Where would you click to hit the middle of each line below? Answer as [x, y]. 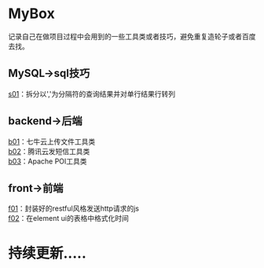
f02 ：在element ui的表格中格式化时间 [69, 218]
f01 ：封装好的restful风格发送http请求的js [74, 208]
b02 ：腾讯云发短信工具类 [49, 151]
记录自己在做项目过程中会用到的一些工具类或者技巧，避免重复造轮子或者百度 [132, 36]
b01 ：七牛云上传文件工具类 [52, 141]
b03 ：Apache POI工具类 [48, 161]
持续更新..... [47, 253]
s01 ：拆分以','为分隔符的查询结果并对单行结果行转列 [92, 94]
